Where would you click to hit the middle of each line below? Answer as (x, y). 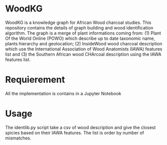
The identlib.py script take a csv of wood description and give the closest (81, 127)
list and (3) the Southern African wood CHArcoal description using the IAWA (83, 54)
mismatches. (18, 138)
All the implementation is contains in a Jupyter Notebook (63, 93)
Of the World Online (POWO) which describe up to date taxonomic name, (80, 38)
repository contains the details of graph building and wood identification (79, 27)
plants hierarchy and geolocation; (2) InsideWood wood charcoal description (84, 43)
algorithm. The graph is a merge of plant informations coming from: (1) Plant (83, 33)
